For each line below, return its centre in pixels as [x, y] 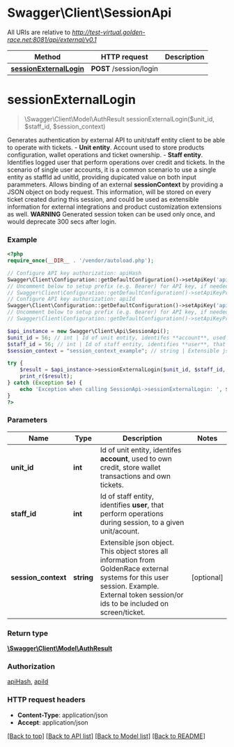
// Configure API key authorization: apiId [71, 299]
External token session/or [142, 595]
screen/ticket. [123, 612]
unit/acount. [120, 531]
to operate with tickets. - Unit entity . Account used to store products [106, 147]
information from [127, 560]
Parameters [27, 420]
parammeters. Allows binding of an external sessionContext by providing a [115, 184]
